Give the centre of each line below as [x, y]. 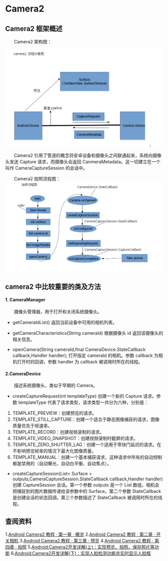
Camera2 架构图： [33, 42]
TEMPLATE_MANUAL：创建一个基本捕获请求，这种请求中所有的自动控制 [87, 457]
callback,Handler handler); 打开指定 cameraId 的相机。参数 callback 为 [86, 355]
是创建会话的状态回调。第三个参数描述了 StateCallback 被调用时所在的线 [87, 497]
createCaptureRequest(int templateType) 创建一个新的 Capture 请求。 [85, 396]
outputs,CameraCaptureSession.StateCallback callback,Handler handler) [88, 479]
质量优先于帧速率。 [32, 426]
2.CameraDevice [23, 373]
